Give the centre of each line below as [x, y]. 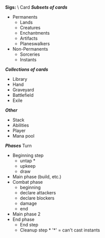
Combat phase [28, 182]
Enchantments [35, 33]
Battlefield [23, 95]
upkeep [28, 166]
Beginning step [28, 155]
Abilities [20, 125]
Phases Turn [18, 146]
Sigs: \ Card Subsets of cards [36, 7]
